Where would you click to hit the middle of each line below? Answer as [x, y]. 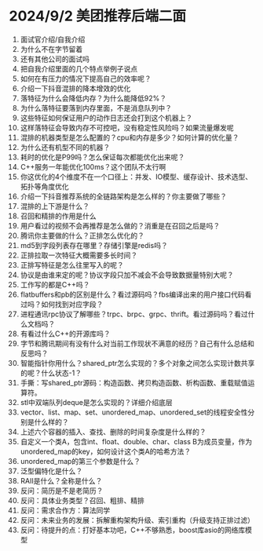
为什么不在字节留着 [51, 49]
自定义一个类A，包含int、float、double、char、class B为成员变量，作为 [136, 441]
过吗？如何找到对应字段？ [62, 304]
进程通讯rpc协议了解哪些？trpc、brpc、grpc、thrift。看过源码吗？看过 [134, 314]
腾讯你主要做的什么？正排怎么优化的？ [82, 235]
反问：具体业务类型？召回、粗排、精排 [82, 500]
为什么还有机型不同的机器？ [65, 147]
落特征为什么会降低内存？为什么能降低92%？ [93, 98]
